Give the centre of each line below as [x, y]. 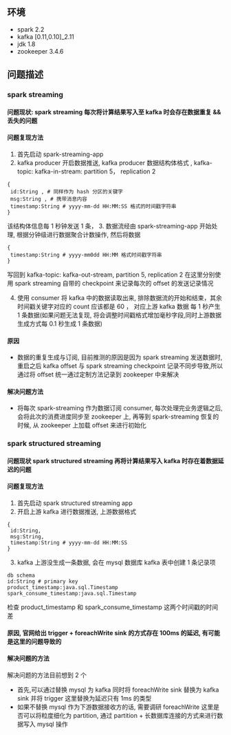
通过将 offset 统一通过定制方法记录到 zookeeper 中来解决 [98, 374]
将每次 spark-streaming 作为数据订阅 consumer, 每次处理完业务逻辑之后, [120, 408]
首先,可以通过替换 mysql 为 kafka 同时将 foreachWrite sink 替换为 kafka [118, 690]
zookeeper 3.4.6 [40, 51]
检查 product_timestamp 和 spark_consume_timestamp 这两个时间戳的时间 [113, 607]
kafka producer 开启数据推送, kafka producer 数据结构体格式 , [104, 162]
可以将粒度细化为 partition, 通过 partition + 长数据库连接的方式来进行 [120, 715]
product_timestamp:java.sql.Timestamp [63, 588]
